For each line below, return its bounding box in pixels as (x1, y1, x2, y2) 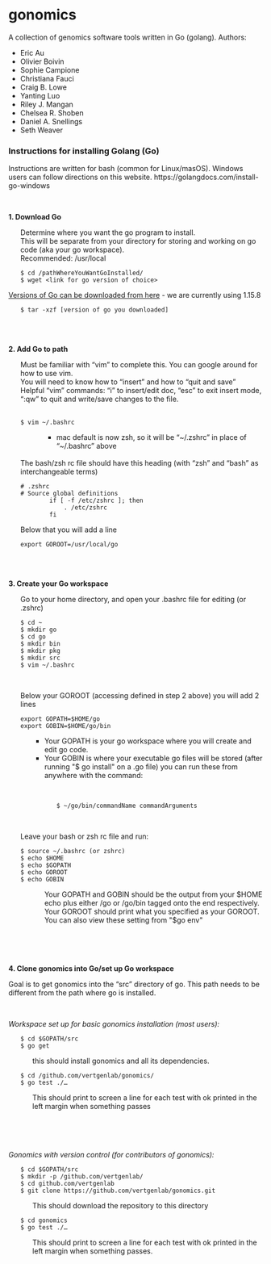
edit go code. (44, 745, 89, 755)
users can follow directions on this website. (8, 172, 152, 182)
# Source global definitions (19, 490, 119, 498)
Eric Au (19, 48, 44, 57)
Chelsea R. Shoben (19, 107, 84, 118)
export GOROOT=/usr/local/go (19, 541, 119, 549)
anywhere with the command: (44, 771, 144, 781)
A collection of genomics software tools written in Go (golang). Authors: (8, 32, 248, 42)
